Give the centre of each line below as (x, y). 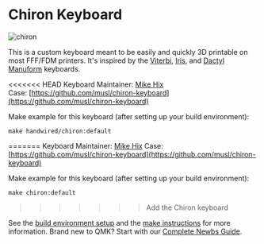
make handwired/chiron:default (60, 131)
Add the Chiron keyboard (187, 207)
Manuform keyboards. (44, 68)
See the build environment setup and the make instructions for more (120, 223)
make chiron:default (42, 192)
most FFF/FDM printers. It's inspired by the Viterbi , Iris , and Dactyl (116, 60)
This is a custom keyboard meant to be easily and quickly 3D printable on (128, 52)
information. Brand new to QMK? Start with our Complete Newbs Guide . (125, 231)
